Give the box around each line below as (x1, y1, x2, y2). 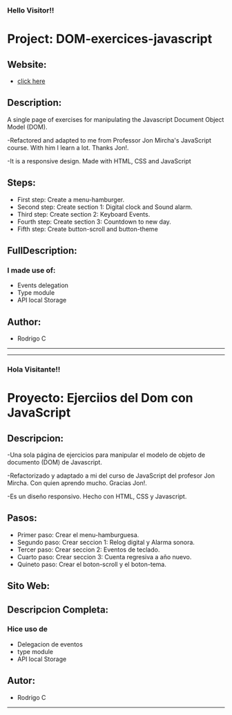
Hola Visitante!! (7, 364, 61, 374)
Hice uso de (7, 624, 48, 634)
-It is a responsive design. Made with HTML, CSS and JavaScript (7, 156, 191, 165)
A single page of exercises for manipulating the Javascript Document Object (7, 115, 224, 123)
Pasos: (7, 512, 37, 524)
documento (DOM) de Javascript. (7, 458, 102, 466)
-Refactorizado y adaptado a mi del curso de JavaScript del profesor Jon (7, 471, 215, 480)
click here (17, 77, 46, 85)
